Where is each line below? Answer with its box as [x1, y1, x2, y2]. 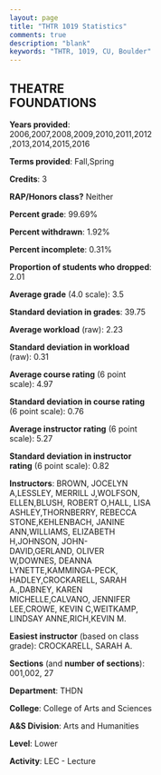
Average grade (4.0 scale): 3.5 [9, 288, 125, 300]
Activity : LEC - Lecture [9, 755, 97, 766]
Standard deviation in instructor [9, 451, 132, 462]
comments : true [9, 30, 67, 39]
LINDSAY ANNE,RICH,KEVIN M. [9, 612, 127, 623]
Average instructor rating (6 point [9, 423, 137, 434]
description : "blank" [9, 38, 91, 48]
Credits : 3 [9, 174, 48, 184]
